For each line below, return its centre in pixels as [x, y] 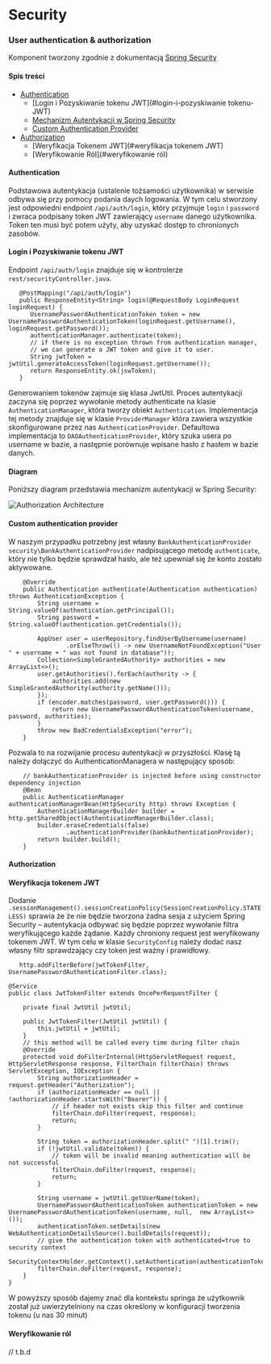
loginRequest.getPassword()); [59, 328]
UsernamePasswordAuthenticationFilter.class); [88, 973]
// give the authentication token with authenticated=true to [144, 1241]
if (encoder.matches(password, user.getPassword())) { [131, 702]
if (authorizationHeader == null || [99, 1092]
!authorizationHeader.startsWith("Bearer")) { [88, 1099]
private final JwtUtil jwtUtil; [77, 1008]
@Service [23, 986]
